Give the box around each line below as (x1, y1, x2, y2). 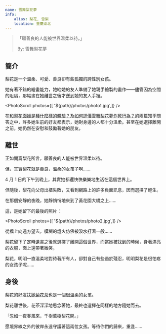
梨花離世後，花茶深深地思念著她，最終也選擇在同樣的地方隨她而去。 (5, 302, 144, 308)
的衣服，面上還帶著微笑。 (5, 245, 57, 251)
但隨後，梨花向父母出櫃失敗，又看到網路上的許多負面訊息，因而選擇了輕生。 (5, 187, 161, 193)
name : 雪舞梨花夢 (5, 7, 37, 12)
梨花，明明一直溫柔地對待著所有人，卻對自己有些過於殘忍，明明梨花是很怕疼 (5, 255, 161, 261)
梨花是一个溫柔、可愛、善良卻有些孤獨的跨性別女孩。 (5, 76, 114, 82)
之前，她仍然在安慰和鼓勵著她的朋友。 (5, 125, 83, 132)
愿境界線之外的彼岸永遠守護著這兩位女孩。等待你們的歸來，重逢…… (5, 323, 143, 329)
